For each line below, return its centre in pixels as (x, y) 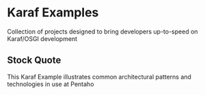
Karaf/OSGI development (42, 38)
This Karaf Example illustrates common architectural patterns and (99, 77)
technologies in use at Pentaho (51, 84)
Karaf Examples (53, 13)
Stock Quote (34, 60)
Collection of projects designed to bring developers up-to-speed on (102, 31)
